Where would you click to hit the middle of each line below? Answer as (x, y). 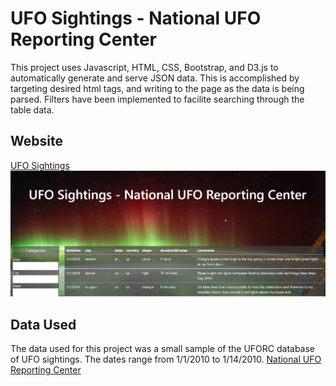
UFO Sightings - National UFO (136, 18)
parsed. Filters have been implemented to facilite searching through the (157, 99)
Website (36, 141)
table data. (32, 109)
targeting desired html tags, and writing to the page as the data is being (157, 88)
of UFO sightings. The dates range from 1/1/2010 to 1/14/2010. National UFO (166, 359)
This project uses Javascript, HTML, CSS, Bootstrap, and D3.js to (144, 67)
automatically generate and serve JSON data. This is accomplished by (155, 78)
